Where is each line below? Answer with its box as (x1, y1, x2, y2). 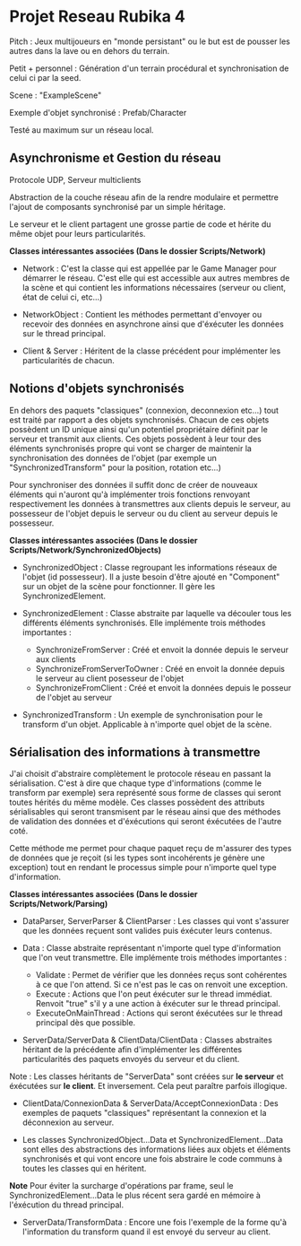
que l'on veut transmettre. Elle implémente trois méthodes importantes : (21, 953, 288, 963)
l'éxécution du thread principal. (9, 1199, 124, 1210)
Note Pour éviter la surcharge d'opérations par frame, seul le (9, 1181, 234, 1191)
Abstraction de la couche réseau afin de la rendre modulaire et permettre (9, 191, 279, 203)
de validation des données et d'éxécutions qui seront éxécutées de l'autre (9, 816, 282, 827)
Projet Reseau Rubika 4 (9, 6, 185, 27)
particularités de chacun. (21, 354, 115, 365)
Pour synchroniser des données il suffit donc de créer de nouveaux (9, 479, 258, 490)
